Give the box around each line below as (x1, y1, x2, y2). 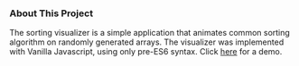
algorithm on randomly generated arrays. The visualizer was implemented (9, 37, 285, 47)
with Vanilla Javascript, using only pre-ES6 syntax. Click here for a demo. (9, 46, 283, 57)
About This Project (9, 7, 93, 20)
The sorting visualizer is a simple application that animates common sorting (9, 28, 291, 38)
